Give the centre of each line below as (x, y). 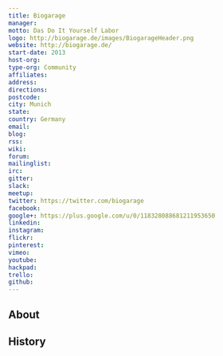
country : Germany (37, 119)
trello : (21, 275)
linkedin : (25, 223)
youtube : (23, 260)
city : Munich (30, 104)
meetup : (21, 193)
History (27, 341)
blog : (17, 134)
